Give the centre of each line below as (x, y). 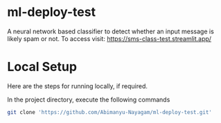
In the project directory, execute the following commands (89, 99)
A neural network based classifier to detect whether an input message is (111, 31)
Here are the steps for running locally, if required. (77, 86)
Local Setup (42, 67)
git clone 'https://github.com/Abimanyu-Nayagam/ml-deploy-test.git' (110, 112)
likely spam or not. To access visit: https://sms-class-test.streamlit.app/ (109, 38)
